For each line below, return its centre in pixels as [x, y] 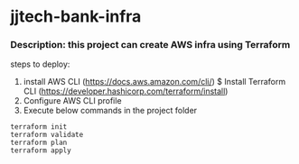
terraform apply [41, 150]
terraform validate [47, 135]
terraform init [39, 127]
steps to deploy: [40, 64]
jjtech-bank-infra [76, 17]
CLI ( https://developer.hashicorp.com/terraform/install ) [126, 91]
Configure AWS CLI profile [72, 101]
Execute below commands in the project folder [110, 111]
